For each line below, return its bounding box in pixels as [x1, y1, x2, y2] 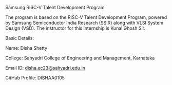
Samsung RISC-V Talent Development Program [5, 5, 105, 10]
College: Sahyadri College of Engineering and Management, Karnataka [5, 55, 155, 61]
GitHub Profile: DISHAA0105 [5, 75, 65, 81]
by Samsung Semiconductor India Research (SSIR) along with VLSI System [5, 20, 163, 26]
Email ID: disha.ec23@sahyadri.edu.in [5, 65, 86, 71]
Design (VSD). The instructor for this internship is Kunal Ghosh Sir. [5, 25, 145, 31]
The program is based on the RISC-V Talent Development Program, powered [5, 14, 167, 20]
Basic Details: [5, 35, 34, 41]
